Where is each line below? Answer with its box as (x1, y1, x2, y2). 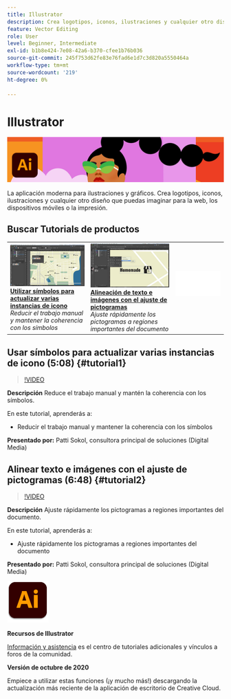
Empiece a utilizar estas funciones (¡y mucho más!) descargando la (7, 677, 197, 685)
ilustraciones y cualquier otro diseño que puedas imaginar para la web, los (7, 196, 218, 204)
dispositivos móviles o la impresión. (7, 203, 108, 212)
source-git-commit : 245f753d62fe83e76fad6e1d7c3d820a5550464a (7, 55, 189, 62)
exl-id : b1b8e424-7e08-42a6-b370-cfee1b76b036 (7, 47, 143, 54)
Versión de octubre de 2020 (7, 663, 89, 672)
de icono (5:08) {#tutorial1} (7, 357, 126, 369)
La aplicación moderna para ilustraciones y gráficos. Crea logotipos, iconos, (7, 189, 223, 197)
